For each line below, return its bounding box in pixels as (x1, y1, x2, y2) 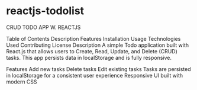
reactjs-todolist (6, 4, 85, 18)
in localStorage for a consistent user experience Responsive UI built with (6, 72, 183, 79)
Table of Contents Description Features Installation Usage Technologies (6, 35, 181, 42)
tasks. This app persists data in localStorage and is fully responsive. (6, 54, 172, 61)
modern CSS (6, 78, 37, 85)
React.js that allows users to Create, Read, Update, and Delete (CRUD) (6, 47, 177, 54)
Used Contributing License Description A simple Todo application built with (6, 41, 189, 49)
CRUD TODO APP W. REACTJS (6, 24, 81, 31)
